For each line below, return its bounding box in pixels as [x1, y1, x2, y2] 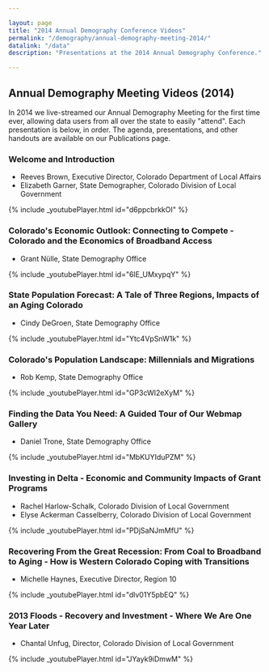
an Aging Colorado [8, 300, 83, 311]
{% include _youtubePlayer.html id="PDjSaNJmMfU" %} [8, 525, 195, 535]
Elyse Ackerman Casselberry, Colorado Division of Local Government [19, 509, 252, 519]
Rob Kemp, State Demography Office [19, 372, 144, 382]
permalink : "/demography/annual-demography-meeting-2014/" [8, 34, 212, 42]
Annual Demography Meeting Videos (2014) [8, 86, 235, 100]
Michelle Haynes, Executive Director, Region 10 [19, 574, 177, 584]
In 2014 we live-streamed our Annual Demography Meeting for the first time [8, 107, 261, 117]
